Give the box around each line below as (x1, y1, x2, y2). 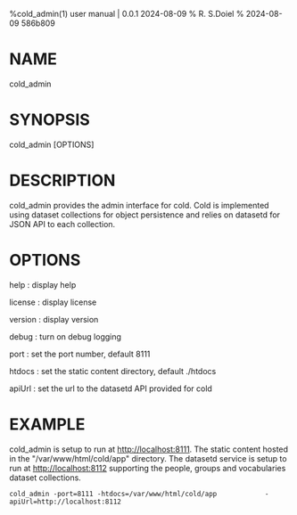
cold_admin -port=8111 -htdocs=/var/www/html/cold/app (9, 489, 218, 498)
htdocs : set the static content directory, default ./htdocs (9, 365, 217, 376)
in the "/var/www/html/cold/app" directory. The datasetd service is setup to (9, 453, 287, 463)
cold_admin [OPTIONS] (9, 139, 95, 150)
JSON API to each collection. (9, 218, 116, 229)
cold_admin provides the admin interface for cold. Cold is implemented (9, 200, 269, 210)
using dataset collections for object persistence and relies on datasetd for (9, 209, 281, 220)
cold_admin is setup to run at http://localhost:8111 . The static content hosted (9, 444, 288, 454)
